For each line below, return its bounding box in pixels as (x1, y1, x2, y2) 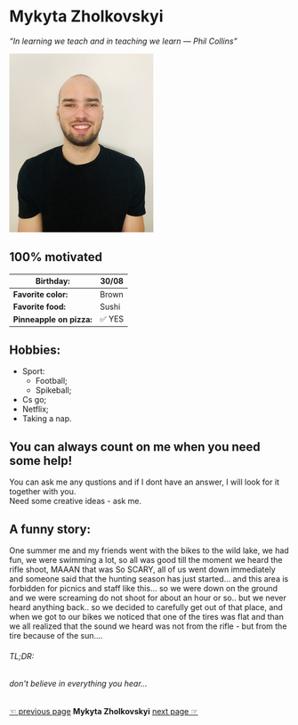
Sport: (21, 366, 45, 377)
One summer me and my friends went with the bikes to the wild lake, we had (9, 545, 289, 556)
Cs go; (21, 395, 47, 405)
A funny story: (9, 521, 92, 536)
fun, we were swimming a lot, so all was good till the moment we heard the (9, 554, 283, 565)
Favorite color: (12, 289, 68, 299)
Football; (35, 376, 68, 387)
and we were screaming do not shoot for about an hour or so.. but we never (9, 592, 287, 603)
